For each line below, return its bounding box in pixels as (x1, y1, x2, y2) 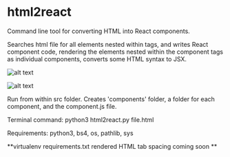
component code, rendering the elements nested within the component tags (7, 48, 224, 56)
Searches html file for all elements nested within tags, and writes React (7, 40, 209, 48)
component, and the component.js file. (7, 102, 117, 110)
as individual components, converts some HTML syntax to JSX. (7, 54, 187, 63)
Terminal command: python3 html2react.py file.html (7, 115, 154, 124)
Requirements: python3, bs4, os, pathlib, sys (7, 129, 134, 137)
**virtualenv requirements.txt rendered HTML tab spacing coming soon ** (7, 142, 218, 150)
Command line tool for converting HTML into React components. (7, 27, 191, 35)
